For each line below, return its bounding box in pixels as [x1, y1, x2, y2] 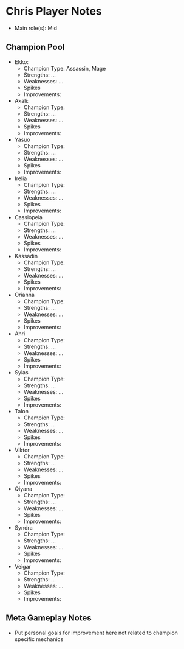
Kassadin [14, 252, 38, 259]
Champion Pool [5, 42, 65, 52]
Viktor [14, 446, 30, 454]
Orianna [14, 291, 35, 298]
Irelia [14, 175, 27, 182]
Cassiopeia [14, 213, 43, 220]
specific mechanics [14, 635, 64, 643]
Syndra [14, 524, 33, 531]
